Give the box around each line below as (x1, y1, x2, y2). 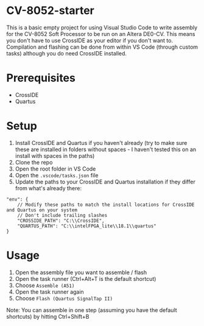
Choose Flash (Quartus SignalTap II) (15, 294, 113, 302)
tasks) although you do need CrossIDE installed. (6, 49, 127, 57)
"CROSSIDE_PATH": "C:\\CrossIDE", (17, 218, 105, 224)
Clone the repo (15, 158, 53, 166)
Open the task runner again (15, 288, 84, 296)
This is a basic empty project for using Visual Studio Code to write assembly (6, 24, 198, 31)
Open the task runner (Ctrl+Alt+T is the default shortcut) (15, 275, 157, 282)
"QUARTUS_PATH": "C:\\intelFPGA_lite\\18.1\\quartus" (17, 223, 157, 229)
